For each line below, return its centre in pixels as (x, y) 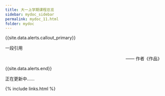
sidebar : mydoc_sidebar (30, 14)
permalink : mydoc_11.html (32, 19)
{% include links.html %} (30, 89)
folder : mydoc (20, 24)
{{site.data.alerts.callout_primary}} (41, 38)
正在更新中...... (20, 79)
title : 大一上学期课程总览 (30, 10)
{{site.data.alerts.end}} (29, 69)
